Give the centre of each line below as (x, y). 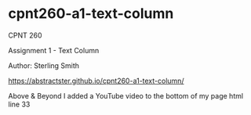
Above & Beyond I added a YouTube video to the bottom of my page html (126, 95)
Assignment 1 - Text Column (54, 50)
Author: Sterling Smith (44, 65)
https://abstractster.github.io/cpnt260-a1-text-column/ (96, 81)
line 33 (19, 104)
